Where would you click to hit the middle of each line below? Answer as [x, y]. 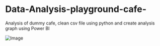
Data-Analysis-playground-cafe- [76, 9]
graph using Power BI [27, 28]
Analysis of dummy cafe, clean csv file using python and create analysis [80, 23]
